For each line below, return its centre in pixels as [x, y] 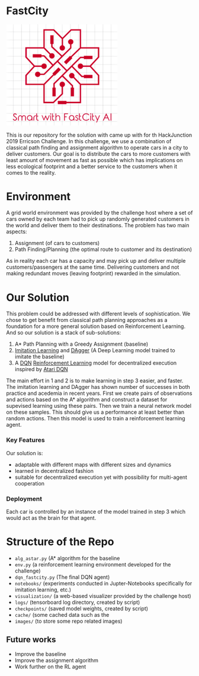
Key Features [26, 440]
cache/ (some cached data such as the [62, 614]
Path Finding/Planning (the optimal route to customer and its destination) [103, 249]
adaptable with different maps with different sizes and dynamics [93, 464]
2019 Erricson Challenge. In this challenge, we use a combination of [89, 141]
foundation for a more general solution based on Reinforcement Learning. [96, 326]
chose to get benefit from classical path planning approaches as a [87, 320]
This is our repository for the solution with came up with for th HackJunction [99, 135]
